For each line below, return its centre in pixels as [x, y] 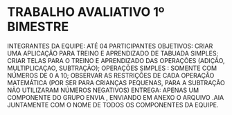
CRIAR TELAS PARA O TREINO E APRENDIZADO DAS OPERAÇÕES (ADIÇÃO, [116, 60]
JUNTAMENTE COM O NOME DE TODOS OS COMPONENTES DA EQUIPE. [113, 105]
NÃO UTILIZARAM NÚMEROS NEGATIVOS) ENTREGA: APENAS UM [103, 90]
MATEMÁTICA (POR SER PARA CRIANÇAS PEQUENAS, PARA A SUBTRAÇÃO [116, 82]
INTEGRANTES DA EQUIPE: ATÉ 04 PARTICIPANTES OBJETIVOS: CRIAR [110, 46]
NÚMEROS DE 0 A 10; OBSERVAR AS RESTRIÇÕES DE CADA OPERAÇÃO [111, 75]
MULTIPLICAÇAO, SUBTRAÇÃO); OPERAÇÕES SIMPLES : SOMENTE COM [112, 68]
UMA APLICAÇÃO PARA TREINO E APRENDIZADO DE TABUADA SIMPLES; [113, 53]
